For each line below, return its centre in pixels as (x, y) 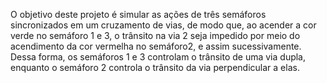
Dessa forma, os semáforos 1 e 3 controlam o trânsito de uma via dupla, (158, 57)
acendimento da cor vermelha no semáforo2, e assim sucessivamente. (156, 46)
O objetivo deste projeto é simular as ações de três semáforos (138, 14)
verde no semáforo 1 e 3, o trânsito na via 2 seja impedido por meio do (155, 35)
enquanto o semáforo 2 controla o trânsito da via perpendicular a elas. (155, 67)
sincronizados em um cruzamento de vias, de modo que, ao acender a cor (163, 25)
